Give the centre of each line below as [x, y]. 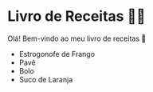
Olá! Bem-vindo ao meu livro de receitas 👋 [77, 38]
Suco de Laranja [46, 79]
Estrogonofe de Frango [57, 54]
